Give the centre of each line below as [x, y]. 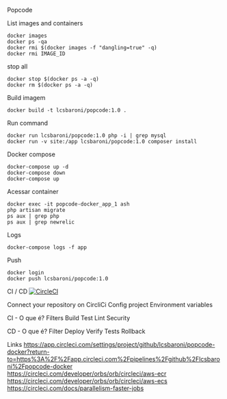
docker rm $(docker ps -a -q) [50, 85]
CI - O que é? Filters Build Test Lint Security [69, 318]
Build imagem [26, 98]
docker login [26, 273]
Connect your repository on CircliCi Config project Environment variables [110, 305]
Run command [28, 123]
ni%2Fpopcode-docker [40, 366]
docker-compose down [37, 173]
